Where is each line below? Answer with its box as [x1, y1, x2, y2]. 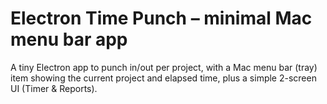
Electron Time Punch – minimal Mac [10, 7, 313, 30]
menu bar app [10, 28, 128, 51]
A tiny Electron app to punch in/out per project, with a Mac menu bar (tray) [10, 61, 318, 73]
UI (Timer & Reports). [10, 82, 98, 94]
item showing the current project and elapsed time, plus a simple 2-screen [10, 72, 317, 84]
